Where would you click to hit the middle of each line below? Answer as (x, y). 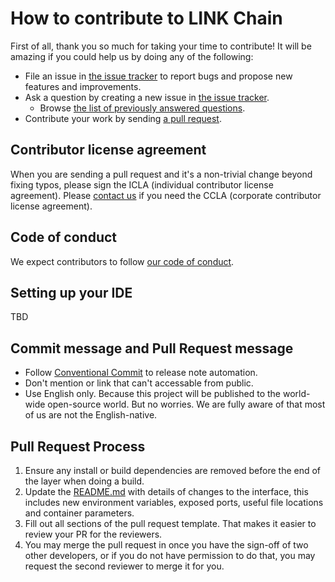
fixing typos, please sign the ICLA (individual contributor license (142, 184)
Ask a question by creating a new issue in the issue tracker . (147, 97)
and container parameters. (79, 513)
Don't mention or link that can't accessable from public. (139, 383)
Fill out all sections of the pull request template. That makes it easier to (170, 523)
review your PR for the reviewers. (93, 534)
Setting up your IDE (71, 292)
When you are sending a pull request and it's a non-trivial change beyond (161, 174)
